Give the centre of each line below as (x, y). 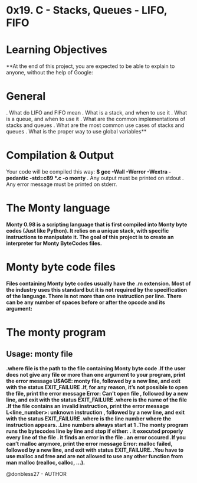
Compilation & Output (60, 156)
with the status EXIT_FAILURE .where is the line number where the (89, 418)
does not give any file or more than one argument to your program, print (96, 374)
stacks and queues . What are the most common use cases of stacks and (95, 125)
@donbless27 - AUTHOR (36, 474)
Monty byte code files (61, 267)
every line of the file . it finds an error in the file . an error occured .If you (96, 437)
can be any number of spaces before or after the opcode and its (86, 302)
